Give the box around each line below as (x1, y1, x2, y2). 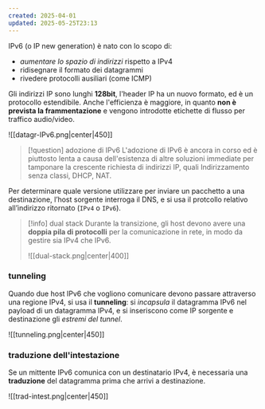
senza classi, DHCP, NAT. (27, 171, 112, 180)
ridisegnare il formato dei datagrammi (19, 65, 143, 74)
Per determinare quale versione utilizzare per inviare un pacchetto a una (8, 186, 245, 195)
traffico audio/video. (8, 114, 76, 124)
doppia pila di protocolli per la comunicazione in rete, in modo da (27, 226, 243, 236)
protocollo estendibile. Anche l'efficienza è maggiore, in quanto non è (8, 97, 237, 107)
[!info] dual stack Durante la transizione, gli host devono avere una (27, 218, 246, 228)
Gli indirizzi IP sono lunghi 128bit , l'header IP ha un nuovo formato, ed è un (8, 88, 253, 98)
